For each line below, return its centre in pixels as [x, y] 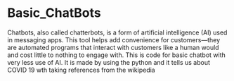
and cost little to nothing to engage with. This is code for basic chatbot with [117, 55]
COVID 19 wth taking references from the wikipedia [82, 70]
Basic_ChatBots [54, 13]
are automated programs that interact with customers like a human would [113, 47]
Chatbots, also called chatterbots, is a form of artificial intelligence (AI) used [117, 32]
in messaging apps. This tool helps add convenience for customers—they [114, 39]
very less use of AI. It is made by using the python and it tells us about [109, 62]
